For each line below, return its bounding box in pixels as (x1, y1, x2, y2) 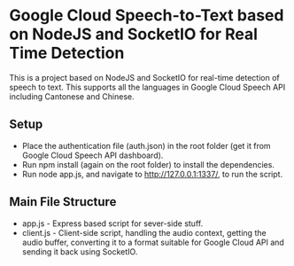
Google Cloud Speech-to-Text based (9, 5, 284, 26)
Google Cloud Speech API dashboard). (21, 150, 164, 160)
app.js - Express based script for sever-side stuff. (21, 218, 204, 229)
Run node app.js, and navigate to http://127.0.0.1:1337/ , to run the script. (21, 168, 283, 179)
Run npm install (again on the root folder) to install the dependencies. (21, 159, 275, 169)
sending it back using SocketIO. (21, 246, 138, 257)
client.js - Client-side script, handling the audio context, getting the (21, 227, 267, 238)
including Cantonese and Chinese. (9, 90, 135, 102)
